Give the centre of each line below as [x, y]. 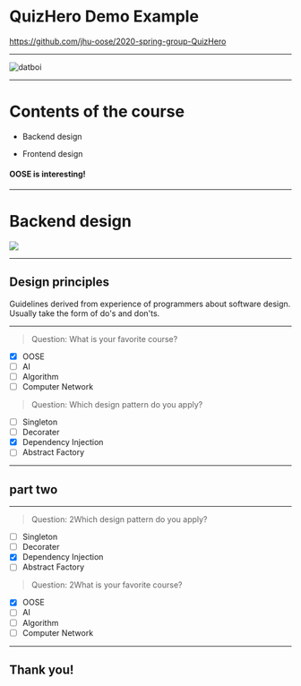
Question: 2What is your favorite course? [107, 585]
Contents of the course [97, 111]
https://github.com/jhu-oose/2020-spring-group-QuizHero [118, 41]
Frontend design [52, 153]
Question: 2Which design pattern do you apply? [119, 519]
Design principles [60, 283]
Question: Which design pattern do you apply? [117, 405]
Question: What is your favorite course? [104, 339]
